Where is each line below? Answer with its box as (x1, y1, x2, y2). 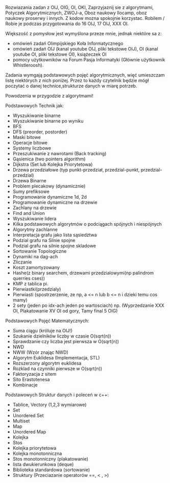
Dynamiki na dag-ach (12, 254, 58, 259)
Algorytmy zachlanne (12, 227, 58, 232)
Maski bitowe (12, 134, 41, 140)
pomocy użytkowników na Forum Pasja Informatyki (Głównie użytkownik (12, 57, 165, 63)
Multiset (12, 418, 30, 424)
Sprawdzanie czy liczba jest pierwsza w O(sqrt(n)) (12, 339, 119, 344)
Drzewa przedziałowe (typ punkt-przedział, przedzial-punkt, (12, 167, 140, 173)
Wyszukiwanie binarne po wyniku (12, 118, 84, 124)
